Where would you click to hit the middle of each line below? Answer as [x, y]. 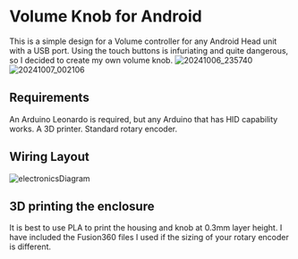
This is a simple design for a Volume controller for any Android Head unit [143, 41]
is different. [30, 246]
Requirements [49, 98]
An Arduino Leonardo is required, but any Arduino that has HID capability [144, 119]
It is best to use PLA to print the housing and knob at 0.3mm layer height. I [146, 228]
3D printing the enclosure [82, 206]
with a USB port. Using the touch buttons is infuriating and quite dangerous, [149, 50]
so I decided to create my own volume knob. [91, 60]
